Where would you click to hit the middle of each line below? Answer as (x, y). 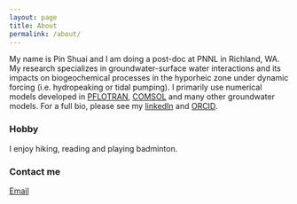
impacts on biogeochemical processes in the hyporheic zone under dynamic (149, 78)
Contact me (35, 171)
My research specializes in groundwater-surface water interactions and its (145, 68)
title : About (33, 26)
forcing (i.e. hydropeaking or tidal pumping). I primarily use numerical (136, 87)
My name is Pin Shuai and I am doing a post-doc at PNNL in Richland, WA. (145, 59)
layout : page (33, 17)
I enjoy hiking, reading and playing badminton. (94, 148)
